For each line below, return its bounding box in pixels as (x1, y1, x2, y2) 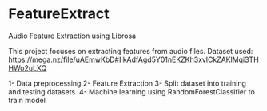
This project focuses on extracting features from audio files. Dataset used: (8, 46, 253, 55)
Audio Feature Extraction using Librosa (8, 31, 137, 40)
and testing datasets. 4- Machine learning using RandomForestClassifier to (8, 86, 256, 96)
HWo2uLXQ (8, 63, 47, 72)
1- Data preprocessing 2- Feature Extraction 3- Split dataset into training (8, 78, 246, 88)
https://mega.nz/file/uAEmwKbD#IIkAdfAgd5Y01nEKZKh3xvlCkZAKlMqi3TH (8, 55, 260, 64)
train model (8, 95, 46, 105)
